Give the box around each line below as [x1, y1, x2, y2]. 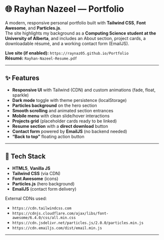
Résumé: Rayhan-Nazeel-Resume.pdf [5, 55, 77, 61]
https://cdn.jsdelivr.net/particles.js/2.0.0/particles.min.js [12, 220, 144, 225]
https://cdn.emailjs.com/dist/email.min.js [12, 225, 102, 230]
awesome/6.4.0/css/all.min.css [12, 215, 76, 220]
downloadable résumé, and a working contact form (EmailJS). [5, 40, 129, 46]
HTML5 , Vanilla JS [12, 165, 50, 171]
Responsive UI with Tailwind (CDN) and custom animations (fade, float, [12, 87, 156, 93]
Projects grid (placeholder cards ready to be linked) [12, 118, 117, 124]
